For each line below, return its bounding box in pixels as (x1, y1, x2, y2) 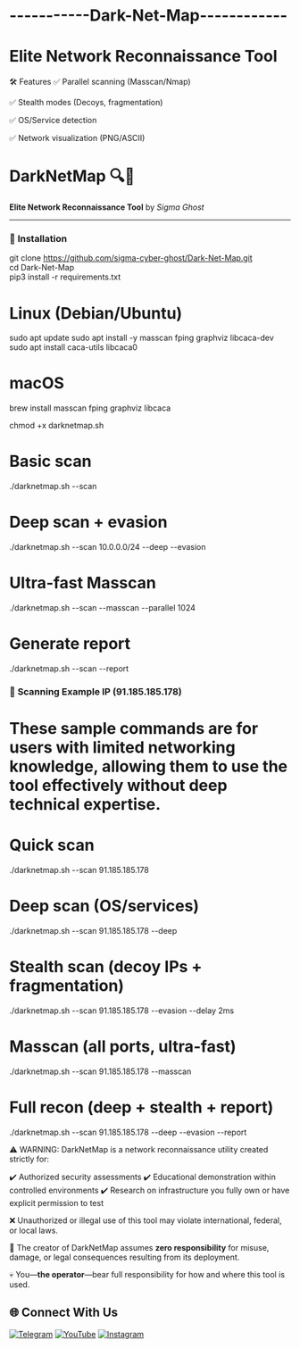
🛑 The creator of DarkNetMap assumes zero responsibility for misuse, (9, 1242, 270, 1252)
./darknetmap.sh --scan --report (9, 662, 129, 674)
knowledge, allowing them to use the (9, 756, 288, 777)
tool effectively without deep (9, 776, 228, 795)
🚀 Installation (9, 232, 68, 245)
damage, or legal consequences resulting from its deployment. (9, 1252, 240, 1262)
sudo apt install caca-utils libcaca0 (9, 342, 138, 353)
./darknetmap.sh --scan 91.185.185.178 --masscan (9, 1066, 192, 1077)
